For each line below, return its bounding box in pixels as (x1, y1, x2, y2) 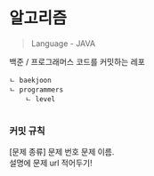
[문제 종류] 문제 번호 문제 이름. (9, 147, 115, 157)
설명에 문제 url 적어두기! (9, 157, 93, 169)
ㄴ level (25, 94, 56, 103)
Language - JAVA (30, 37, 96, 49)
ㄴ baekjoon (9, 76, 52, 84)
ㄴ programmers (9, 85, 64, 94)
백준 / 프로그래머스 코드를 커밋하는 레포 (9, 56, 145, 67)
